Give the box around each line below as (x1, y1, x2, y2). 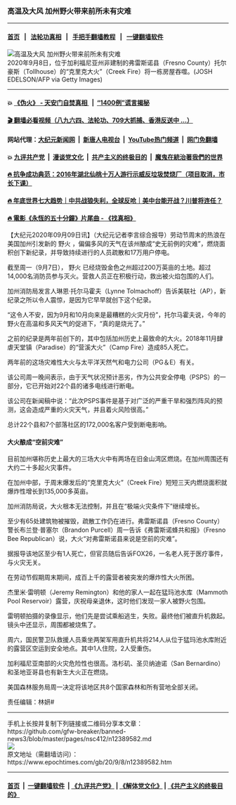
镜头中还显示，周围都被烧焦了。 (7, 620, 100, 629)
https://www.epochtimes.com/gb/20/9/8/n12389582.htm (7, 758, 172, 766)
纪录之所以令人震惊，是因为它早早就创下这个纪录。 (7, 296, 155, 304)
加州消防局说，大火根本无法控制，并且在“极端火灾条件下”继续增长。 (7, 502, 204, 511)
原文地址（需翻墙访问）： (7, 750, 79, 759)
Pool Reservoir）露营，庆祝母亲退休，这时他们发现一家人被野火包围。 (7, 597, 209, 606)
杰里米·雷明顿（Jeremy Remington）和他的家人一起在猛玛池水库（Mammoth (7, 588, 228, 596)
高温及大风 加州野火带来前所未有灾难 (7, 6, 131, 15)
